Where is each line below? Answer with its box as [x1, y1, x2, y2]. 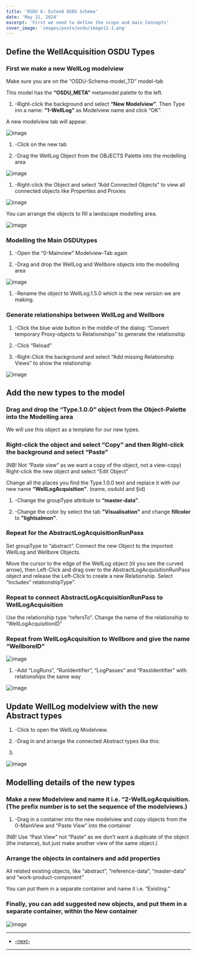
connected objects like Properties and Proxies [14, 187, 126, 194]
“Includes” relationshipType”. [6, 578, 76, 585]
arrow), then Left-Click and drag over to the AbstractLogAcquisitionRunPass [6, 566, 191, 573]
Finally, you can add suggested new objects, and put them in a [6, 900, 187, 908]
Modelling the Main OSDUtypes [6, 236, 98, 244]
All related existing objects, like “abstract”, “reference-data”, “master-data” [6, 867, 186, 875]
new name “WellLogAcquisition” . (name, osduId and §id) [6, 485, 145, 492]
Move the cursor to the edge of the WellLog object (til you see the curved [6, 560, 184, 567]
